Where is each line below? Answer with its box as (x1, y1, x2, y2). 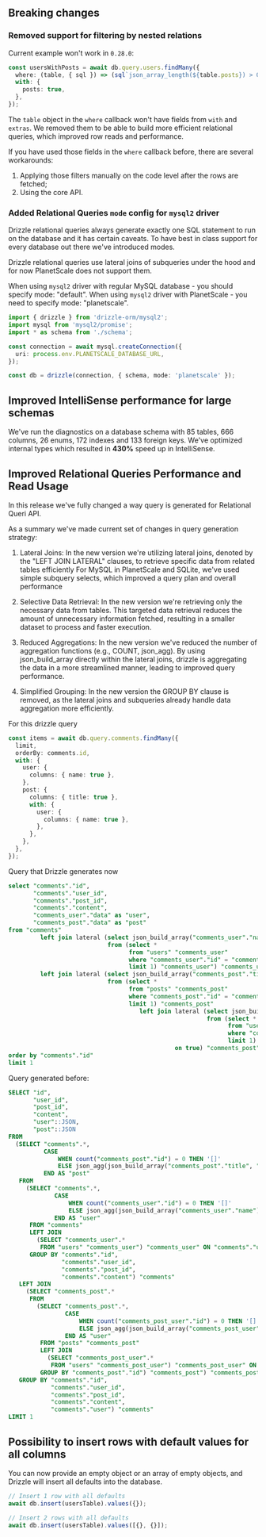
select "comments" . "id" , (8, 882, 90, 890)
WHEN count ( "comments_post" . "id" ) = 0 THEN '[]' (58, 1155, 222, 1163)
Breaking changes (8, 6, 101, 20)
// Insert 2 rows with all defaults (8, 1514, 129, 1522)
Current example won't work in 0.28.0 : (8, 48, 135, 58)
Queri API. (8, 508, 42, 518)
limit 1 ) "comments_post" (128, 999, 215, 1008)
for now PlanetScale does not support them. (8, 266, 153, 276)
